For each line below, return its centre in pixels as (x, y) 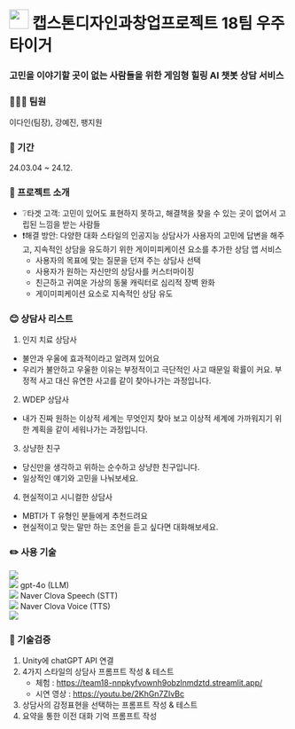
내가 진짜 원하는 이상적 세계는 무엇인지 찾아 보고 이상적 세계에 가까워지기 (147, 419)
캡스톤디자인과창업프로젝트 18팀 (143, 24)
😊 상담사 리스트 (41, 318)
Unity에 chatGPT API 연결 (68, 660)
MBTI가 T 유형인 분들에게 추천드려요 (85, 516)
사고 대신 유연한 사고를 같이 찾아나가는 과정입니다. (125, 380)
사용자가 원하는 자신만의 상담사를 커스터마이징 (115, 271)
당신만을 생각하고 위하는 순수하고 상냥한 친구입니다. (111, 467)
